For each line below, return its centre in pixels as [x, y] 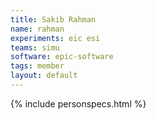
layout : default [44, 76]
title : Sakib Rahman [53, 19]
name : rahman [37, 29]
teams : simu [35, 47]
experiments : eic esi [55, 38]
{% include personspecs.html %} [78, 103]
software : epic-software [62, 57]
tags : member [37, 66]
